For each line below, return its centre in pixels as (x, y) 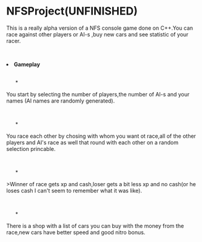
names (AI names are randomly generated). (61, 101)
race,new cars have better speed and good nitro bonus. (76, 232)
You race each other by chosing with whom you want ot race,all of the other (101, 136)
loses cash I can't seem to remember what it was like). (74, 190)
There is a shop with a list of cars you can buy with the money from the (95, 226)
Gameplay (27, 64)
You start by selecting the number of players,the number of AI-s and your (98, 94)
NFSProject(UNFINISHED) (72, 11)
